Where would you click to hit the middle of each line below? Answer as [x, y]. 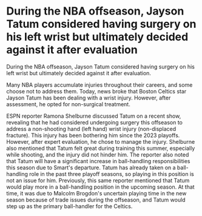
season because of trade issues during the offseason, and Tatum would [96, 200]
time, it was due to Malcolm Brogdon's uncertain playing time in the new [96, 193]
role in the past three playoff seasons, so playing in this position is [112, 174]
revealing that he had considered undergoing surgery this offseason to [95, 122]
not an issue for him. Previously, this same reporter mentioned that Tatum [98, 180]
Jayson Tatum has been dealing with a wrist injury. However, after [89, 98]
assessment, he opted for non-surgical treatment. [68, 104]
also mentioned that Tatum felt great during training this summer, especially [101, 148]
